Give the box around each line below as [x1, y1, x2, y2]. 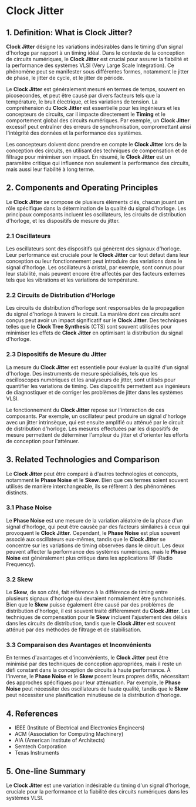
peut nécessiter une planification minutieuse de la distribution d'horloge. [6, 692, 182, 699]
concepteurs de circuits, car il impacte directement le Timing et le [6, 110, 166, 118]
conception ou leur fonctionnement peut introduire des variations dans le [6, 257, 183, 265]
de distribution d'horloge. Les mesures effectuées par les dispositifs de [6, 425, 179, 432]
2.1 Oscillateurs [6, 232, 51, 240]
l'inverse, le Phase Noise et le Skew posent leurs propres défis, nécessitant [6, 673, 190, 680]
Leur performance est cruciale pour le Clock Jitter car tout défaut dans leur [6, 252, 189, 259]
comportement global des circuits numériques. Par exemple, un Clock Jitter [6, 117, 190, 124]
